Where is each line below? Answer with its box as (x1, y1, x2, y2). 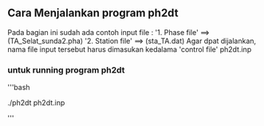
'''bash (7, 83, 30, 93)
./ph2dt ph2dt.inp (7, 98, 65, 108)
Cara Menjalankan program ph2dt (7, 6, 179, 20)
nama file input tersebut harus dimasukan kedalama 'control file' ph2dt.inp (7, 44, 252, 54)
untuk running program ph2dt (7, 64, 125, 75)
